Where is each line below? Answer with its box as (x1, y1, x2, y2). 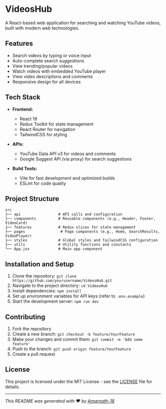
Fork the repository (12, 326, 52, 331)
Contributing (5, 313, 45, 321)
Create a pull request (12, 351, 55, 357)
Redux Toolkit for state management (19, 121, 94, 127)
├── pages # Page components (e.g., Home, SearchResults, (5, 229, 161, 234)
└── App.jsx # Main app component (5, 246, 103, 251)
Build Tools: (12, 165, 38, 171)
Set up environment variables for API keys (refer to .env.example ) (12, 293, 145, 299)
